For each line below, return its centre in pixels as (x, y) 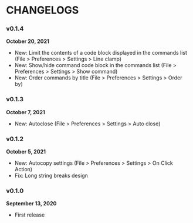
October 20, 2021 (28, 41)
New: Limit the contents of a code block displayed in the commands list (101, 53)
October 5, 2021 (26, 152)
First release (30, 215)
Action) (23, 169)
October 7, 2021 (26, 112)
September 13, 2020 (31, 204)
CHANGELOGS (43, 10)
